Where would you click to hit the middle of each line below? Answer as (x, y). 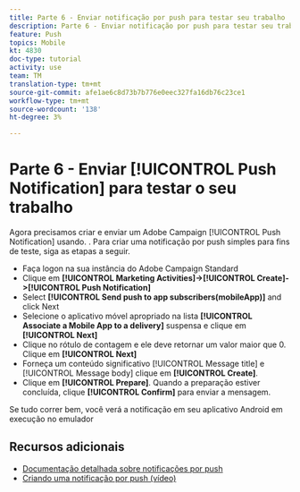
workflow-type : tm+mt (50, 101)
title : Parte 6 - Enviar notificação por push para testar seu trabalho (147, 17)
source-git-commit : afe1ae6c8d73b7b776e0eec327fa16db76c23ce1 (127, 92)
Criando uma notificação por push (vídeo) (99, 478)
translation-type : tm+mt (55, 84)
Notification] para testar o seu (123, 188)
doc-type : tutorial (46, 59)
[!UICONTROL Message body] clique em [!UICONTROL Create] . (140, 373)
